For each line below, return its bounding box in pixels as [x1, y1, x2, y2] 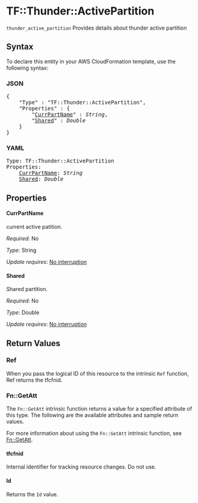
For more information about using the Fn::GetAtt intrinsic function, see [6, 430, 182, 437]
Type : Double [6, 309, 40, 316]
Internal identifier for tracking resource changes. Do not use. [6, 463, 156, 470]
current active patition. [6, 223, 63, 230]
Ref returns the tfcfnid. [6, 376, 63, 383]
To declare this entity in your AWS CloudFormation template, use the [6, 57, 176, 65]
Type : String [6, 246, 37, 254]
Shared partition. [6, 286, 48, 293]
